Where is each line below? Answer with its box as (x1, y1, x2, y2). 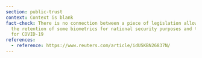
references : (5, 37, 36, 43)
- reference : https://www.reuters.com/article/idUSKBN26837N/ (11, 43, 171, 49)
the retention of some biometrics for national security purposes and (11, 25, 192, 32)
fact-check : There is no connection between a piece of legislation (5, 20, 181, 26)
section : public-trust (5, 8, 63, 15)
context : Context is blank (5, 14, 74, 21)
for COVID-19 (11, 31, 44, 37)
